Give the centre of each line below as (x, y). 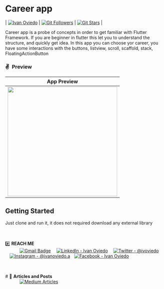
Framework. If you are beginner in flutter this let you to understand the (77, 37)
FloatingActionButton (27, 53)
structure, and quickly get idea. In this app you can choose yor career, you (82, 42)
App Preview (62, 81)
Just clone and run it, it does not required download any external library (79, 223)
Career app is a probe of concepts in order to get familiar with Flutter (76, 32)
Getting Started (30, 211)
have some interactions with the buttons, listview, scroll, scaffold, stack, (79, 48)
